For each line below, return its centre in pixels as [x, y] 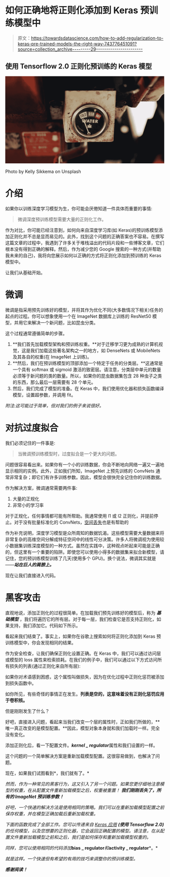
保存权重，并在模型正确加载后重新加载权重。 [52, 814]
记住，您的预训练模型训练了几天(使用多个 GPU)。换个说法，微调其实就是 [81, 558]
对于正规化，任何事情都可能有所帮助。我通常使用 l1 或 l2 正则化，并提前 [79, 516]
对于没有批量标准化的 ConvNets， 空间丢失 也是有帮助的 [71, 522]
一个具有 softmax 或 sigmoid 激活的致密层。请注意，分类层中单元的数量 [87, 369]
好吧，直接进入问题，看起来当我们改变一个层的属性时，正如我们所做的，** [83, 722]
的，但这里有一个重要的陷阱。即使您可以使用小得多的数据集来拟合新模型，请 [85, 552]
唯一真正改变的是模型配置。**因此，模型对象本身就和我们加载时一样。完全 [83, 728]
